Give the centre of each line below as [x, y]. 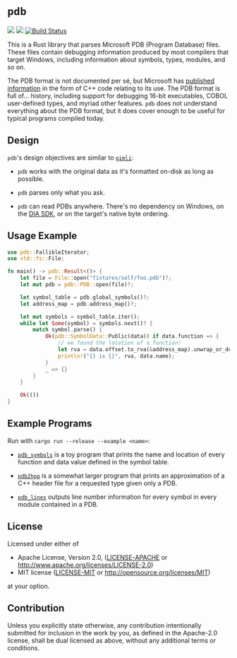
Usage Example [42, 236]
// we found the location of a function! [119, 343]
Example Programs [50, 424]
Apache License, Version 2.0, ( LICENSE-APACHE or [92, 557]
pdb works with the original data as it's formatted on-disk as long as [115, 171]
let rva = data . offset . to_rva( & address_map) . [126, 350]
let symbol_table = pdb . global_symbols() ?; [85, 297]
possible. [31, 179]
